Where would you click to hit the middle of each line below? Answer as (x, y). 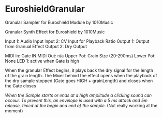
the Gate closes (21, 85)
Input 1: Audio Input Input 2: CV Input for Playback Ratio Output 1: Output (77, 41)
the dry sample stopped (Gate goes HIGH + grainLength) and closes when (79, 81)
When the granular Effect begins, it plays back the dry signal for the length (79, 70)
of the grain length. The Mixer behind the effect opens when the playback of (81, 75)
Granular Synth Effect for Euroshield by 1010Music (55, 32)
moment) (14, 111)
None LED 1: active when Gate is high (42, 61)
